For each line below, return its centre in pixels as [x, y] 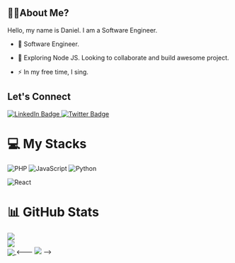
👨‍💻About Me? [38, 13]
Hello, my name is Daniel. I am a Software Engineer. [82, 30]
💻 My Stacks [47, 144]
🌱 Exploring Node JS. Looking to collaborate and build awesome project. [123, 57]
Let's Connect [39, 97]
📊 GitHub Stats [53, 212]
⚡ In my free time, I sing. [53, 72]
